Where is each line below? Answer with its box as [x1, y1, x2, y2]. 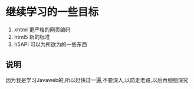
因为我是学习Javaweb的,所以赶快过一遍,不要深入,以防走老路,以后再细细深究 [5, 76, 189, 83]
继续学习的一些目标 [5, 5, 99, 19]
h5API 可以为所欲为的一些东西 [14, 41, 87, 48]
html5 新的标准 [14, 33, 51, 40]
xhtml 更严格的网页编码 [14, 26, 71, 33]
